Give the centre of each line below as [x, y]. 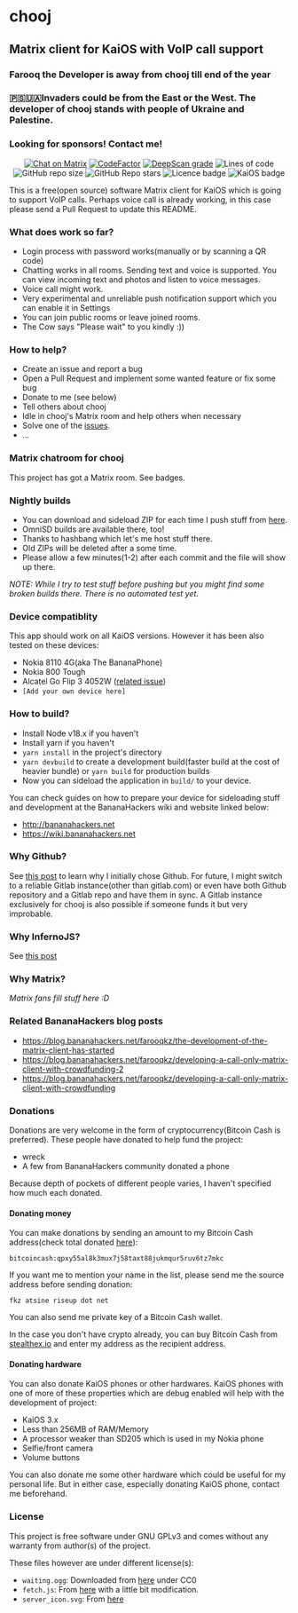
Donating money [40, 1213]
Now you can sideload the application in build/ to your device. [137, 780]
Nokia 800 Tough [54, 672]
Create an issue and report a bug [82, 369]
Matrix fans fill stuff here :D [59, 998]
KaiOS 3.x [40, 1420]
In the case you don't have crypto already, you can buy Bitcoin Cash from [143, 1334]
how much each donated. [56, 1192]
